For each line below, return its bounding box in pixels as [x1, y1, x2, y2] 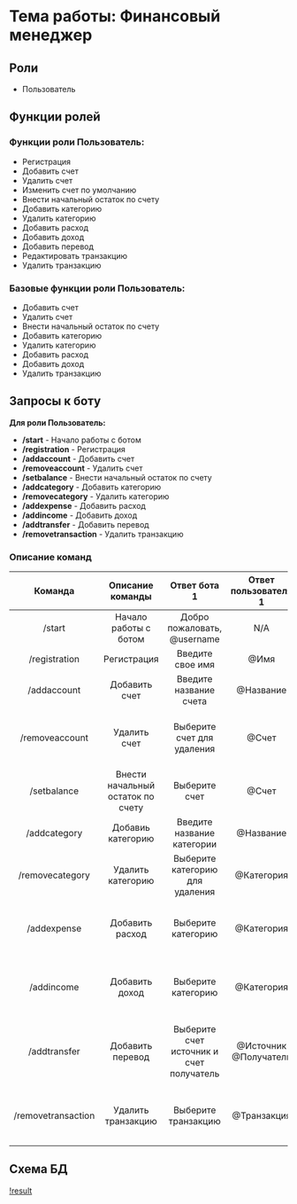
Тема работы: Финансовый [9, 6, 221, 27]
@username [169, 633, 220, 645]
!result [9, 1185, 33, 1196]
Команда [34, 585, 75, 598]
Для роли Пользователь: [9, 417, 106, 427]
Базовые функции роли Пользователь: [9, 282, 186, 294]
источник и [171, 1045, 219, 1058]
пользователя [230, 585, 293, 598]
